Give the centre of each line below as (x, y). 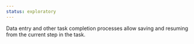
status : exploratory (31, 11)
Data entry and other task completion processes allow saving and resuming (97, 28)
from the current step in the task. (46, 34)
